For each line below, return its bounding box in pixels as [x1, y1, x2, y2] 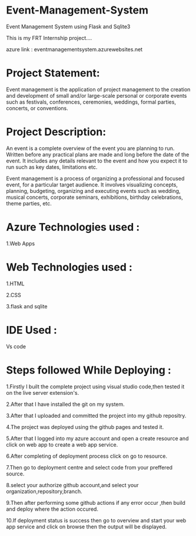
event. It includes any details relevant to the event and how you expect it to [6, 157, 188, 164]
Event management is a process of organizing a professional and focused [6, 175, 185, 182]
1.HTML [6, 280, 25, 287]
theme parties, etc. [6, 199, 52, 207]
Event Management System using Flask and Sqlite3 [6, 23, 131, 30]
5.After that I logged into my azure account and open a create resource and [6, 435, 189, 442]
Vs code [6, 342, 26, 350]
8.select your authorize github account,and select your [6, 481, 139, 488]
